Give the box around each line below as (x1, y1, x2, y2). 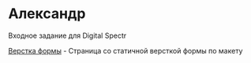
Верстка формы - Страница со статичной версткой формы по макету (8, 46, 243, 55)
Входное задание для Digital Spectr (8, 31, 127, 40)
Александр (8, 5, 86, 23)
